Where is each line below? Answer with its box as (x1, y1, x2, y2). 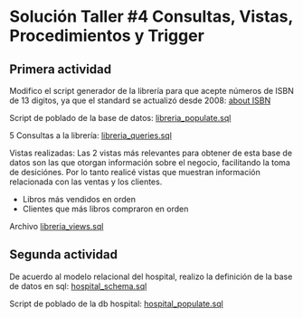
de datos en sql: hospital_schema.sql (9, 280, 147, 291)
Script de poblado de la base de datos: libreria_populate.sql (9, 113, 232, 123)
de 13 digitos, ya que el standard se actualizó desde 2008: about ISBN (9, 95, 271, 106)
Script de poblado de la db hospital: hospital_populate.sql (9, 298, 223, 309)
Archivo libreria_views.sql (9, 221, 104, 231)
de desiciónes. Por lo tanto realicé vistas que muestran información (9, 167, 260, 177)
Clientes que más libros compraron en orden (22, 203, 189, 214)
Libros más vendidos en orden (22, 194, 136, 204)
